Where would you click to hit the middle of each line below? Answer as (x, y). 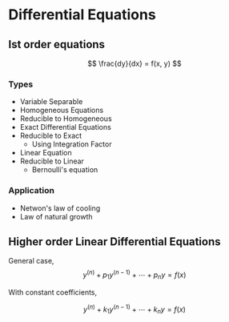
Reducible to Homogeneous (66, 119)
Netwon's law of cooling (60, 208)
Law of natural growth (56, 216)
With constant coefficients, (53, 292)
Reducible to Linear (52, 161)
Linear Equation (46, 153)
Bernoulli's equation (65, 170)
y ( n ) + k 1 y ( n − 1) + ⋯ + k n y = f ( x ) (135, 309)
